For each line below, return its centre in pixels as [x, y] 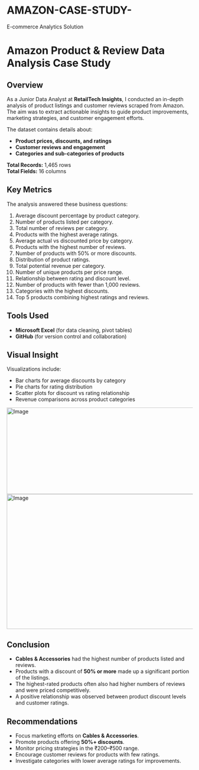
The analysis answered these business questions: [67, 204]
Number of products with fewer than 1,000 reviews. [78, 284]
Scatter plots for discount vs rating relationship [72, 393]
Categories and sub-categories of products [70, 153]
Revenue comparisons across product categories [75, 399]
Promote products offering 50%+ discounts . [70, 742]
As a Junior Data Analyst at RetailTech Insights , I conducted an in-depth [95, 99]
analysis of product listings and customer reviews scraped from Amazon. [96, 105]
